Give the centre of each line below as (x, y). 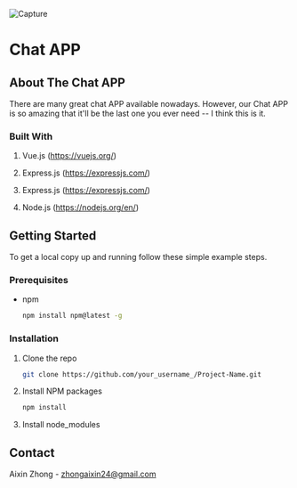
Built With (31, 136)
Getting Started (53, 236)
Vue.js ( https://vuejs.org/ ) (69, 156)
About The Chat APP (68, 82)
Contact (32, 453)
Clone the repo (49, 358)
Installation (34, 338)
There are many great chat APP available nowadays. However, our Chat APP (149, 104)
